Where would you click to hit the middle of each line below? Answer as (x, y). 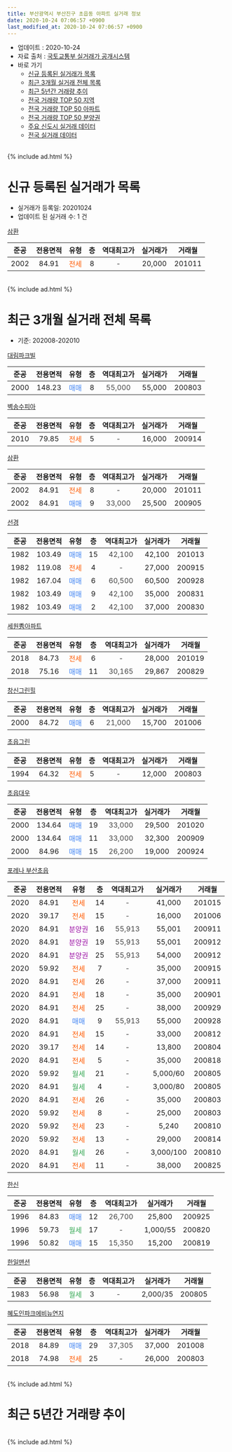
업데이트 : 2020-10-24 (49, 48)
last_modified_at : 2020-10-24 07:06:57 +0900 (75, 27)
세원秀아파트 (25, 626)
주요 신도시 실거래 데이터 (62, 126)
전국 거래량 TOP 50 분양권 (64, 118)
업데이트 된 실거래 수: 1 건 (52, 217)
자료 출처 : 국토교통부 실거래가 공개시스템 (74, 56)
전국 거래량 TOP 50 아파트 (64, 109)
